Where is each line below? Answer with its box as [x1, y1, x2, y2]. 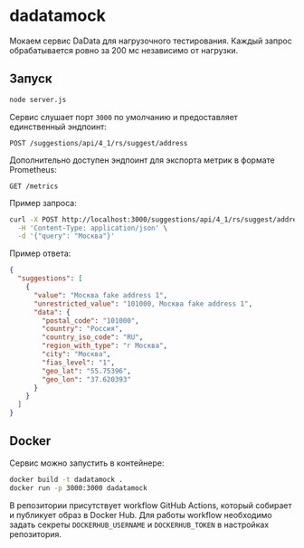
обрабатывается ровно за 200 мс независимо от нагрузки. [9, 44, 239, 55]
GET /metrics [9, 182, 59, 191]
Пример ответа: [9, 248, 71, 259]
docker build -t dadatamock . [9, 475, 124, 484]
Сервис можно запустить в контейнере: [9, 458, 165, 468]
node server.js [9, 95, 67, 104]
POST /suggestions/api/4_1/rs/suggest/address [9, 138, 188, 147]
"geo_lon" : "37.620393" [42, 374, 131, 384]
